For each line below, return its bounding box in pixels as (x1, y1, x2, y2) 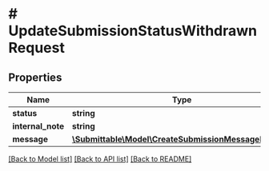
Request (8, 39, 66, 57)
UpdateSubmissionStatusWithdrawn (8, 22, 258, 40)
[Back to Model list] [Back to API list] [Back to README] (8, 154, 192, 164)
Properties (8, 70, 62, 84)
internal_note (12, 121, 65, 132)
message (12, 133, 48, 145)
